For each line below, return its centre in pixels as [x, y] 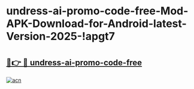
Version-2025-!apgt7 [60, 36]
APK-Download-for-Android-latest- [96, 24]
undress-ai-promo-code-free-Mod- [97, 11]
